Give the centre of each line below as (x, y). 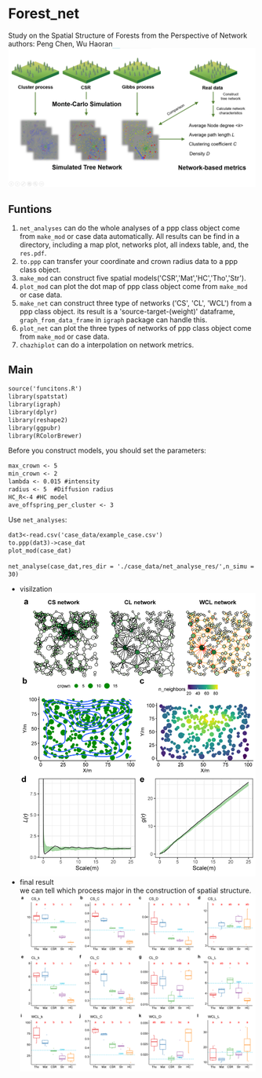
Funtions (30, 209)
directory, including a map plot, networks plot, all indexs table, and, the (134, 245)
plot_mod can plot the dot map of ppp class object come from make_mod (134, 287)
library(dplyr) (33, 412)
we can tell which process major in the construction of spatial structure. (135, 891)
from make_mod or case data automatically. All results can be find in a (129, 236)
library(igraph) (35, 405)
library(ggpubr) (35, 428)
